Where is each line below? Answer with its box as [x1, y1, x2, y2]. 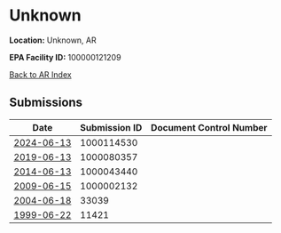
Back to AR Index [9, 68, 73, 80]
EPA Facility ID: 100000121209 [9, 52, 121, 62]
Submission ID [79, 121, 143, 133]
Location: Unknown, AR [9, 35, 97, 45]
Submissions [9, 95, 82, 110]
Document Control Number [150, 121, 268, 133]
